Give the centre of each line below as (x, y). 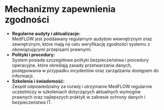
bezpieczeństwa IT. (32, 102)
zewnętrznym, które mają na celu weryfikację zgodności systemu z (81, 44)
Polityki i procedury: (33, 55)
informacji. (23, 76)
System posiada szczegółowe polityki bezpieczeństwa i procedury (80, 60)
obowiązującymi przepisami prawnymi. (52, 49)
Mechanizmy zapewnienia (60, 9)
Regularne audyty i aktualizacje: (46, 33)
